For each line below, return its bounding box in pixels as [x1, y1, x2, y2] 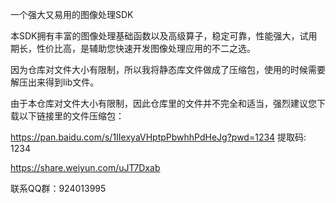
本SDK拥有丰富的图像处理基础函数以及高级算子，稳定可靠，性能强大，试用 [10, 30, 318, 42]
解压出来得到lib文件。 [10, 76, 100, 88]
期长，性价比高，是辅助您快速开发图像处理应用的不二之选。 [10, 43, 256, 54]
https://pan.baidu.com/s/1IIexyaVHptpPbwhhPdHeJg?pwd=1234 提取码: [10, 131, 307, 143]
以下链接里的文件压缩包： [18, 110, 125, 122]
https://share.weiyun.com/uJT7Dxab [10, 162, 161, 173]
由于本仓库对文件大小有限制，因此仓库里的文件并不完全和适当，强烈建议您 [10, 98, 317, 109]
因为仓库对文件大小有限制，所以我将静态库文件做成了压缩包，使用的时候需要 [10, 64, 326, 75]
